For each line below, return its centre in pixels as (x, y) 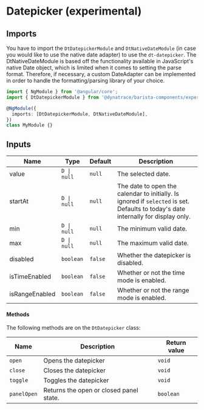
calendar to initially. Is (148, 194)
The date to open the (147, 186)
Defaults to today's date (151, 209)
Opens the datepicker (74, 361)
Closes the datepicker (75, 370)
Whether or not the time (151, 273)
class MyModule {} (29, 125)
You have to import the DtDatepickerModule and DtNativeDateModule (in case (101, 48)
